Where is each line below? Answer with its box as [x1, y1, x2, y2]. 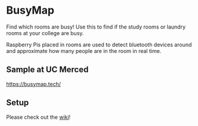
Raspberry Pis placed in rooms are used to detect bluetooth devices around [6, 41, 192, 48]
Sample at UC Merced [6, 65, 89, 75]
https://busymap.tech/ [6, 80, 61, 87]
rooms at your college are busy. [6, 29, 84, 36]
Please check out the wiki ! [6, 114, 71, 121]
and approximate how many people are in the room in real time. [6, 47, 162, 54]
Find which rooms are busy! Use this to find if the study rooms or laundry [6, 23, 186, 30]
